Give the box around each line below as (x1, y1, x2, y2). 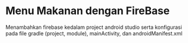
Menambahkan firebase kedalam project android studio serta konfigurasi (5, 24, 182, 31)
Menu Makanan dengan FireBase (5, 4, 170, 18)
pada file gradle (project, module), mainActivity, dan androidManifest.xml (5, 29, 183, 37)
